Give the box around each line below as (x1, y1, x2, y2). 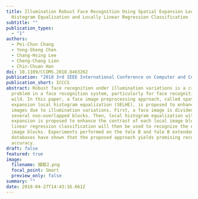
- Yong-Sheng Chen (11, 47, 57, 53)
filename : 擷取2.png (11, 162, 60, 168)
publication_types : (6, 25, 54, 31)
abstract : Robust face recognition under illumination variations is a (6, 85, 186, 91)
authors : (6, 36, 28, 42)
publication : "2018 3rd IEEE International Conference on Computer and (6, 74, 186, 80)
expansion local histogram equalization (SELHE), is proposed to (11, 101, 176, 108)
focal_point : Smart (11, 167, 60, 174)
